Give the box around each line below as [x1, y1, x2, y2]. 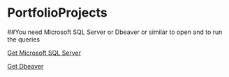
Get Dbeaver [7, 62, 44, 70]
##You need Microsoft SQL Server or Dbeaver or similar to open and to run [7, 28, 223, 36]
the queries [7, 35, 40, 43]
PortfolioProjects [7, 5, 108, 21]
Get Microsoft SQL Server [7, 49, 82, 57]
